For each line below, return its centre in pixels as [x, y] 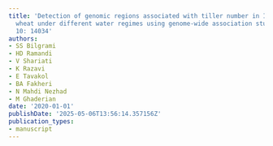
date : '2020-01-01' [41, 106]
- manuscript [30, 129]
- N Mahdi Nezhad [38, 91]
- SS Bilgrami [32, 46]
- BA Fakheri [30, 84]
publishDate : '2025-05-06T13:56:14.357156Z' [85, 114]
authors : [23, 39]
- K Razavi [27, 69]
